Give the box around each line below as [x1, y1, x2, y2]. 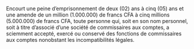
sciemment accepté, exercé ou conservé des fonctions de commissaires [6, 30, 182, 37]
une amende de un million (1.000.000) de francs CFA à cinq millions [6, 11, 170, 18]
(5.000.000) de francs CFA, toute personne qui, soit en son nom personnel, [6, 18, 188, 24]
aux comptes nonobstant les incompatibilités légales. [6, 37, 135, 43]
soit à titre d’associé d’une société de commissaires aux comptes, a [6, 24, 169, 31]
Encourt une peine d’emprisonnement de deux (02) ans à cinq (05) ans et [6, 5, 184, 12]
